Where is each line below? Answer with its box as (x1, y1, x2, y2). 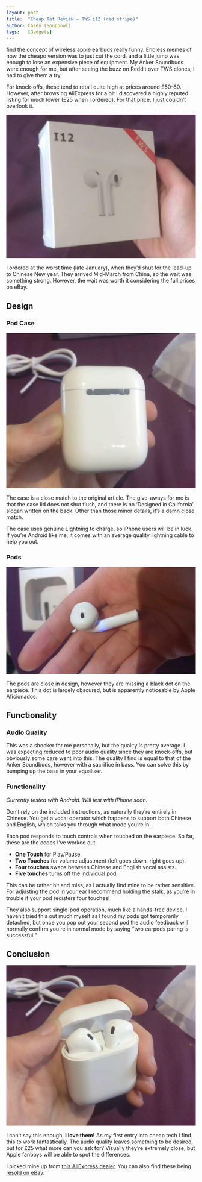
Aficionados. (6, 693, 38, 700)
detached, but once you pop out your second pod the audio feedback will (6, 919, 188, 926)
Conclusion (6, 949, 50, 960)
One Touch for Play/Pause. (14, 850, 82, 858)
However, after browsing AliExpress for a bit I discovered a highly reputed (6, 90, 189, 97)
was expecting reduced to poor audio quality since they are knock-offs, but (6, 748, 193, 756)
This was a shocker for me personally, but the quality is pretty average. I (6, 742, 185, 749)
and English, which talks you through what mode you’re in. (6, 820, 151, 828)
